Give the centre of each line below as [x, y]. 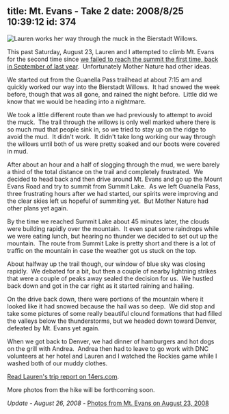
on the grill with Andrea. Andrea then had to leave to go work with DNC [108, 348]
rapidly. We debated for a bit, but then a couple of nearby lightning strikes [112, 271]
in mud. [18, 151]
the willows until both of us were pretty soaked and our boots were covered [113, 144]
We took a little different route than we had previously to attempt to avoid [110, 114]
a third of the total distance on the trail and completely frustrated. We [105, 171]
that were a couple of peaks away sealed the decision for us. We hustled [110, 278]
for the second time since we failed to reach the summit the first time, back [113, 59]
